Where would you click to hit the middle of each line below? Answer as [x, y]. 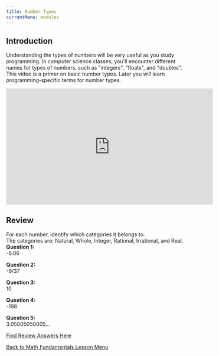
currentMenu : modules [33, 17]
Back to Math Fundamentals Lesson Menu [57, 347]
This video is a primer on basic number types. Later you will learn [86, 74]
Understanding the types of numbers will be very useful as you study [90, 55]
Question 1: [20, 247]
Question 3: [21, 282]
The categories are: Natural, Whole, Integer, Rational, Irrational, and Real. [95, 241]
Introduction [30, 41]
